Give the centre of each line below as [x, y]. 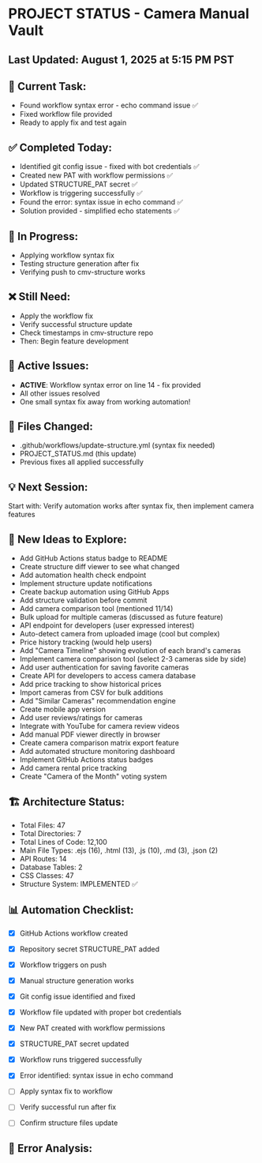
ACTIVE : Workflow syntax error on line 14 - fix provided [110, 385]
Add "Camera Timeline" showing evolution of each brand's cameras [130, 651]
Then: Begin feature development [74, 341]
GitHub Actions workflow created [74, 933]
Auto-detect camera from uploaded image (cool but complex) [120, 634]
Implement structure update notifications [86, 583]
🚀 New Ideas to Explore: [68, 539]
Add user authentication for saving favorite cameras [104, 667]
